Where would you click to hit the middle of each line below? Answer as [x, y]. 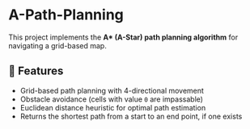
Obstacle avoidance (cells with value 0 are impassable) [112, 99]
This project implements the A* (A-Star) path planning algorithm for [123, 37]
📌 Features [36, 71]
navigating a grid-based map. [57, 45]
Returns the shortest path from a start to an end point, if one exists [131, 116]
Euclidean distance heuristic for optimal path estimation [113, 107]
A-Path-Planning [66, 15]
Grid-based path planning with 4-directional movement [112, 90]
